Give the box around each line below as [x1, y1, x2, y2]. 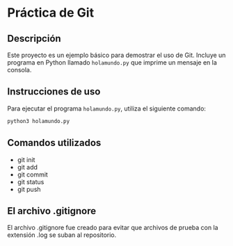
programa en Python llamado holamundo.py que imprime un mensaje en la [7, 58, 218, 67]
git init [17, 155, 35, 164]
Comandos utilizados [7, 137, 102, 149]
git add [17, 163, 38, 171]
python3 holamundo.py [7, 117, 70, 124]
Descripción [7, 33, 61, 44]
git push [17, 185, 41, 193]
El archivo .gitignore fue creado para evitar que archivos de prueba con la [7, 224, 218, 232]
